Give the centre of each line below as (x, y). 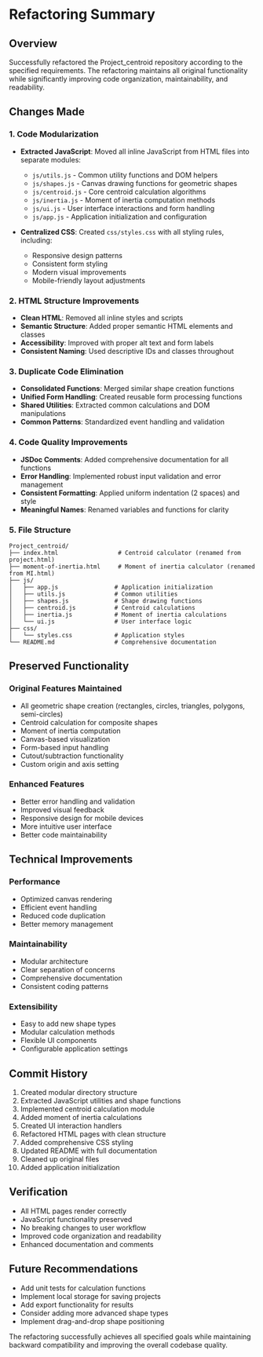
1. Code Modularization (54, 134)
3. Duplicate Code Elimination (66, 371)
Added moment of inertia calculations (81, 1117)
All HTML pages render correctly (73, 1211)
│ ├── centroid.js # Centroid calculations (102, 607)
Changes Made (47, 112)
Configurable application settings (74, 1049)
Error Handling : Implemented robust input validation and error (121, 476)
